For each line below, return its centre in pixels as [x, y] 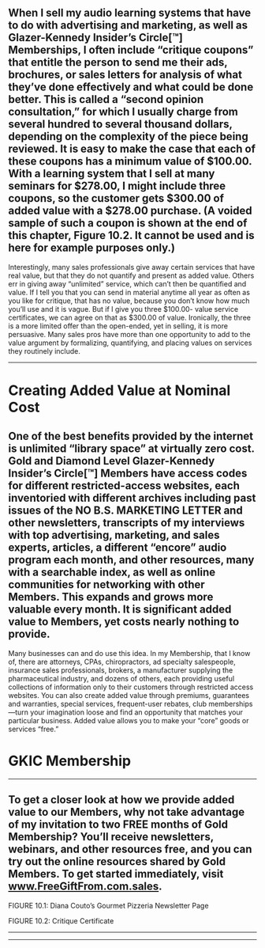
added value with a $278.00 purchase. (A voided [130, 211]
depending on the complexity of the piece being [128, 137]
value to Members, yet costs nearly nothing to [124, 622]
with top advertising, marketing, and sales [114, 535]
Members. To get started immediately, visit [116, 874]
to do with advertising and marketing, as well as [128, 26]
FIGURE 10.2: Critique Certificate [61, 920]
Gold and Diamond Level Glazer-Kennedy [112, 461]
